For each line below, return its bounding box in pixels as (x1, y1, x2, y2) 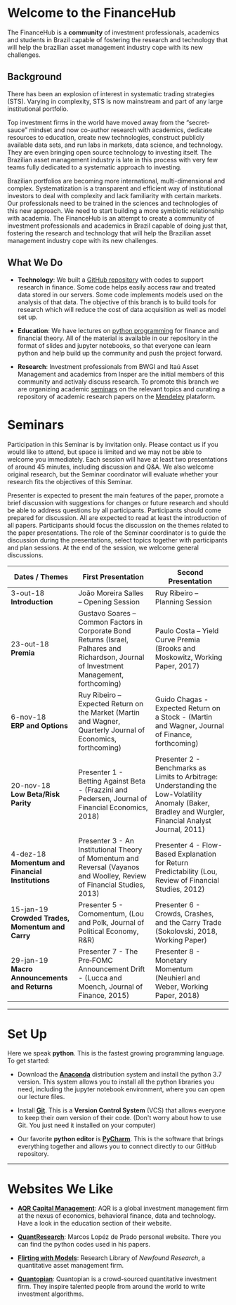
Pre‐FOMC (78, 955, 114, 965)
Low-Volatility (155, 789, 202, 799)
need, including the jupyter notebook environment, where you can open (17, 1085, 225, 1093)
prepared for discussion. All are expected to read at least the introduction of (7, 513, 227, 521)
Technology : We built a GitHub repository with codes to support (17, 275, 204, 284)
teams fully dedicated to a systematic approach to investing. (7, 163, 182, 171)
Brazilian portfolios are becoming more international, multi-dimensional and (7, 176, 225, 185)
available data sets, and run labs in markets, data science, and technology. (7, 141, 223, 149)
